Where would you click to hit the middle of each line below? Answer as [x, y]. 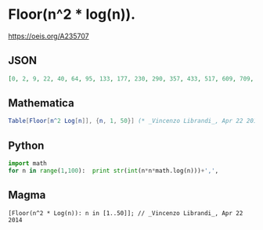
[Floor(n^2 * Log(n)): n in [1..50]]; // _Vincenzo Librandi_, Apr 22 [126, 213]
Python [26, 145]
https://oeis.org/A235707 [49, 36]
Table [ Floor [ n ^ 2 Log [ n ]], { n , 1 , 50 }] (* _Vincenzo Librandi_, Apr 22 [126, 121]
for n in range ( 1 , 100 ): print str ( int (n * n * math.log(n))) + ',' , [113, 171]
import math [27, 164]
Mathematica [41, 103]
